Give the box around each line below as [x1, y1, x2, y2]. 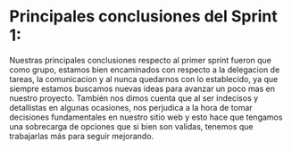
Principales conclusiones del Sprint [9, 6, 279, 27]
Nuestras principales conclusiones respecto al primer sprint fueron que [9, 54, 272, 65]
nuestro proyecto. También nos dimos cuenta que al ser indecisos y [9, 92, 259, 104]
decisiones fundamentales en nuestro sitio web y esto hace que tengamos [9, 112, 283, 122]
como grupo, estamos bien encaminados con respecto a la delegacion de [9, 64, 280, 75]
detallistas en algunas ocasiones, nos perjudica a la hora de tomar [9, 102, 253, 112]
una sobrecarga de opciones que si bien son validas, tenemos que [9, 121, 254, 131]
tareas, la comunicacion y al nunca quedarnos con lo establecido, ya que [9, 73, 279, 84]
